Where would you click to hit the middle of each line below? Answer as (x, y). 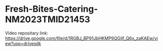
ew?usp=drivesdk (23, 43)
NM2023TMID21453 (48, 19)
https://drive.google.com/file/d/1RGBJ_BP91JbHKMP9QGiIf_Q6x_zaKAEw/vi (81, 38)
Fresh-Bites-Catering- (52, 9)
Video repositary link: (27, 33)
